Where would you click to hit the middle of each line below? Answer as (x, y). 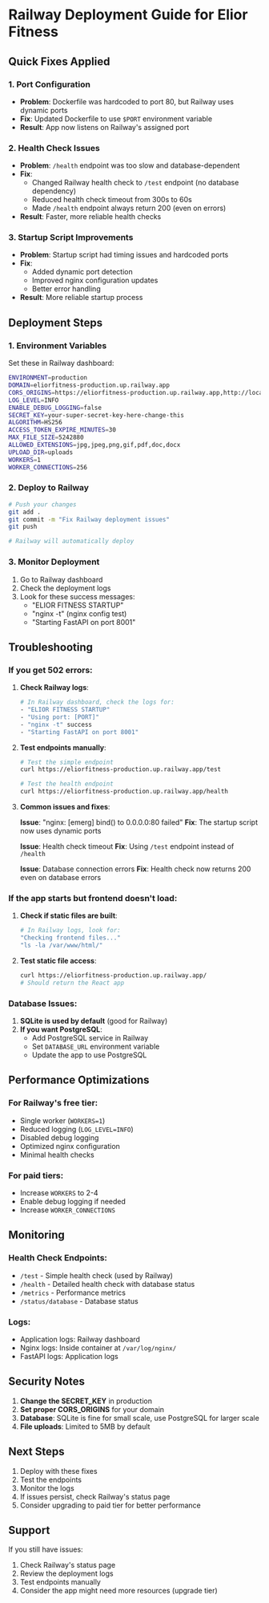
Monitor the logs (47, 1488)
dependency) (54, 191)
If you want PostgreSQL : (61, 1029)
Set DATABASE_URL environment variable (96, 1047)
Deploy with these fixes (58, 1471)
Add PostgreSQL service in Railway (90, 1038)
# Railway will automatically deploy (71, 542)
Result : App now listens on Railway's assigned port (104, 127)
